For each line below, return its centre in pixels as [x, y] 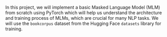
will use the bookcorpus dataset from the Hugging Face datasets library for [83, 23]
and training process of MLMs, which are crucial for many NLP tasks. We [82, 18]
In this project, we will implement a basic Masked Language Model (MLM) [83, 7]
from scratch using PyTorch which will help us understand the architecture [84, 13]
